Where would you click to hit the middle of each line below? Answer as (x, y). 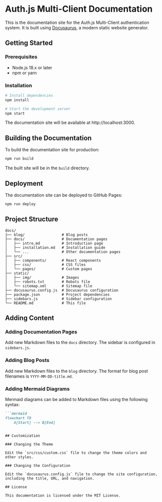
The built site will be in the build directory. (47, 168)
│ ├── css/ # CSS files (45, 264)
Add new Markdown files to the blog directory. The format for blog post (77, 371)
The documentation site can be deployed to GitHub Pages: (64, 195)
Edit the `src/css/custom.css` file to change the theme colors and (76, 453)
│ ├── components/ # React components (53, 260)
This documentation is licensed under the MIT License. (63, 495)
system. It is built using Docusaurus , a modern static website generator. (77, 27)
